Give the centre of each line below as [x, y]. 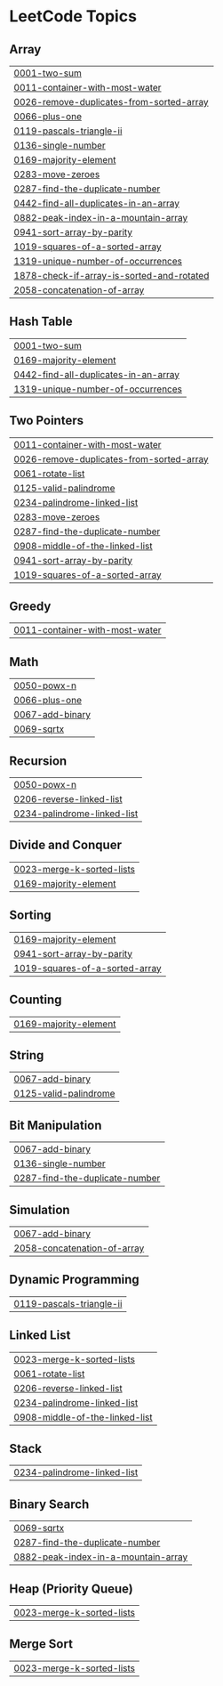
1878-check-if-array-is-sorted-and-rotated [111, 276]
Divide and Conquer [66, 845]
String [27, 1055]
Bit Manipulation [56, 1125]
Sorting [30, 916]
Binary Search [49, 1504]
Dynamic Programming [74, 1280]
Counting [36, 1000]
